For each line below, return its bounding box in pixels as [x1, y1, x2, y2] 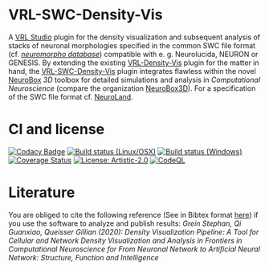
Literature [8, 183, 75, 202]
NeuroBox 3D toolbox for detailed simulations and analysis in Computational [8, 75, 261, 84]
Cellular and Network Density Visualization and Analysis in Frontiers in [8, 235, 243, 245]
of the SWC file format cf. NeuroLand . [8, 92, 134, 101]
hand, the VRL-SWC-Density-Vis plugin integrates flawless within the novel [8, 66, 257, 76]
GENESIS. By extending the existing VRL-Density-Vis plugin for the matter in [8, 58, 259, 67]
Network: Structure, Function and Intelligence [8, 252, 159, 262]
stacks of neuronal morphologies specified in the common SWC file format [8, 40, 255, 50]
